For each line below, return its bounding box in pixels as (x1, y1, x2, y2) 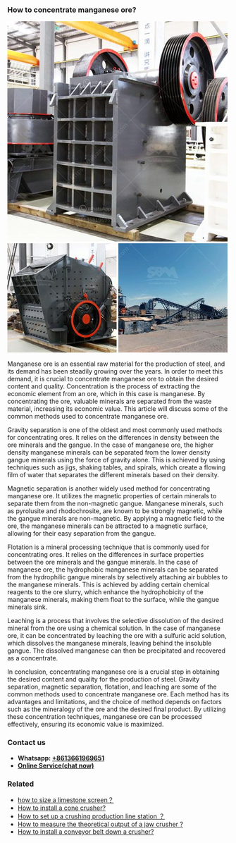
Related (7, 779, 35, 789)
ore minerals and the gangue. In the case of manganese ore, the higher (7, 441, 213, 449)
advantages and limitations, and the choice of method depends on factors (7, 698, 222, 706)
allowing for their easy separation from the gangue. (7, 529, 156, 538)
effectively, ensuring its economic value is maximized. (7, 720, 164, 729)
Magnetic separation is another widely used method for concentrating (7, 484, 211, 493)
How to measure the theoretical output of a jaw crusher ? (17, 820, 183, 828)
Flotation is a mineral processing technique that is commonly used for (7, 543, 210, 551)
